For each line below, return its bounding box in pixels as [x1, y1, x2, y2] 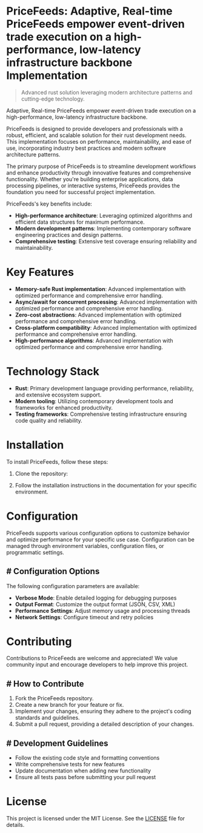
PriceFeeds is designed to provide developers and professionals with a [6, 125, 183, 132]
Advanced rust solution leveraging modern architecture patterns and [21, 89, 193, 96]
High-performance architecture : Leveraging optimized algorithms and [15, 212, 193, 219]
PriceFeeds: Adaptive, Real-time [6, 4, 173, 18]
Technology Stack [6, 365, 100, 378]
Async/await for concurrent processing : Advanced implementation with [15, 298, 198, 306]
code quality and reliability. [15, 416, 83, 424]
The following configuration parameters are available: [6, 582, 140, 589]
